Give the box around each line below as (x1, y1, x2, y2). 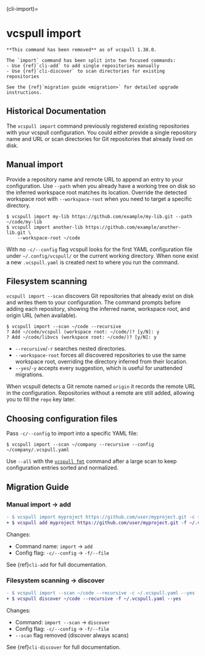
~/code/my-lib (6, 219, 43, 225)
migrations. (15, 371, 44, 378)
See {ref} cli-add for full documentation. (6, 561, 107, 568)
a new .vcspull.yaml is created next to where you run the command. (6, 258, 179, 266)
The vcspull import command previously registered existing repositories (6, 122, 190, 129)
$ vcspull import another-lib (6, 224, 84, 230)
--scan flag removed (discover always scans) (15, 632, 129, 639)
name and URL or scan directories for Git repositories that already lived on (6, 135, 193, 142)
